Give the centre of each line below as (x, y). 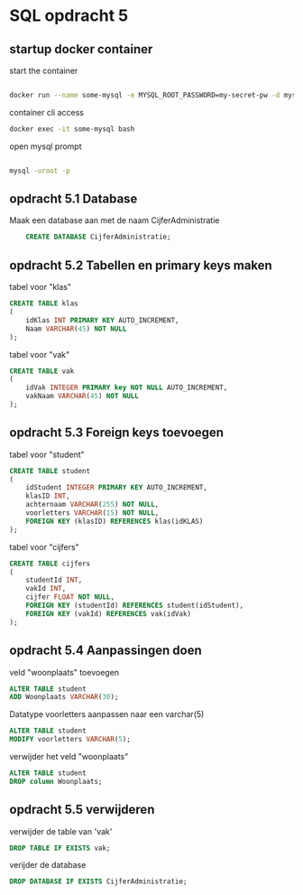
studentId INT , (54, 580)
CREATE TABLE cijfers (50, 564)
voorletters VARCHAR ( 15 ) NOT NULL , (92, 513)
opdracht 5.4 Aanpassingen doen (106, 651)
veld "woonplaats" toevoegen (64, 672)
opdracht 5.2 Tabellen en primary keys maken (141, 265)
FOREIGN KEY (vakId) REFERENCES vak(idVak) (109, 614)
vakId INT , (46, 589)
